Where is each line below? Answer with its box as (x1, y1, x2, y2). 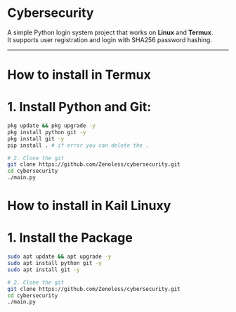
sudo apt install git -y (7, 266, 80, 273)
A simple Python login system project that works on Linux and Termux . (7, 28, 214, 37)
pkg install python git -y (7, 129, 86, 136)
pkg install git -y (7, 135, 65, 142)
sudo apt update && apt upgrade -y (7, 253, 112, 261)
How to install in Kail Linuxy (7, 198, 171, 214)
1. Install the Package (7, 230, 133, 246)
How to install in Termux (7, 67, 151, 83)
